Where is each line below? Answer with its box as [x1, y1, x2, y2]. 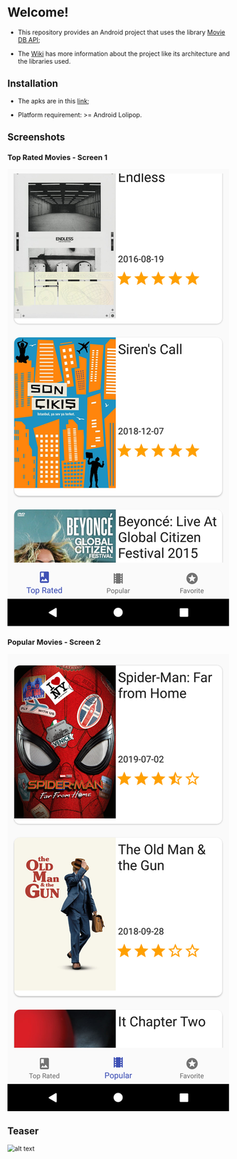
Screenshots [7, 131, 65, 144]
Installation [7, 78, 58, 90]
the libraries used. [17, 56, 71, 65]
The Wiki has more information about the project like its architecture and [17, 49, 230, 58]
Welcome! [7, 4, 69, 21]
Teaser [7, 1125, 39, 1138]
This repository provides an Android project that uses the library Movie [17, 28, 226, 36]
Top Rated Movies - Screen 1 [7, 153, 108, 163]
